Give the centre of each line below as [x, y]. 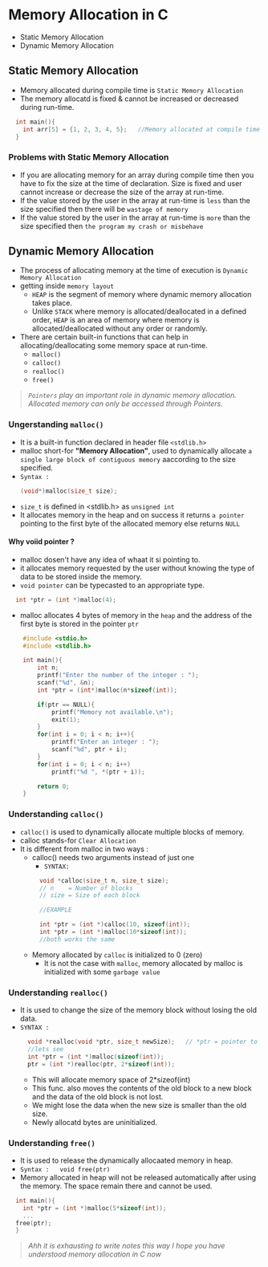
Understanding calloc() [56, 814]
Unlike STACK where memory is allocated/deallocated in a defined [139, 311]
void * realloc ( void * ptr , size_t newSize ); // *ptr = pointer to [143, 1042]
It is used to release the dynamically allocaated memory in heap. [126, 1160]
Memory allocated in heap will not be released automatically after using [138, 1177]
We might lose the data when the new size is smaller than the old [139, 1105]
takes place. [52, 303]
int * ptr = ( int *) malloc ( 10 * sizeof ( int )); [113, 932]
